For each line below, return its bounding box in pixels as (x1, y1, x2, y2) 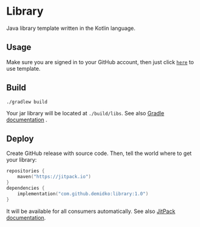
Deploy (6, 133, 34, 144)
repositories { (6, 168, 45, 175)
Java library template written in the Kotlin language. (6, 24, 136, 32)
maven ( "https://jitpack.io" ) (17, 174, 91, 180)
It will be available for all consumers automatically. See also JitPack (6, 207, 176, 215)
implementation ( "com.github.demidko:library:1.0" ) (17, 190, 149, 196)
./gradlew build (6, 99, 48, 105)
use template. (6, 65, 41, 72)
